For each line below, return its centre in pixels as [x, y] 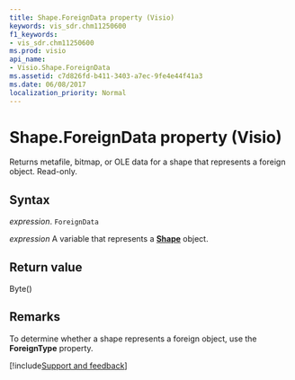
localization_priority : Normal [68, 93]
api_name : [28, 59]
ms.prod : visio [38, 51]
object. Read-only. [44, 172]
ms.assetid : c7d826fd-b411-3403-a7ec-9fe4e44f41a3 [106, 76]
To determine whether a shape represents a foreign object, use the [134, 339]
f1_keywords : [34, 34]
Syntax [30, 200]
